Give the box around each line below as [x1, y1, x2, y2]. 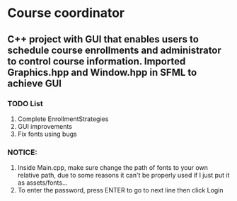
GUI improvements [17, 122, 73, 130]
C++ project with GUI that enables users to [7, 33, 200, 45]
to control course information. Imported [7, 55, 186, 67]
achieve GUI [7, 77, 62, 89]
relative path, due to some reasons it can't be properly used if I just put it [17, 171, 230, 180]
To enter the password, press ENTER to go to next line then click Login [17, 186, 224, 195]
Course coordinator [7, 5, 125, 21]
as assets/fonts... [17, 178, 69, 187]
